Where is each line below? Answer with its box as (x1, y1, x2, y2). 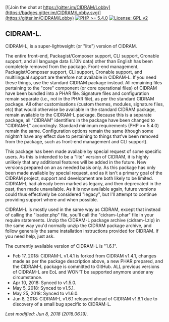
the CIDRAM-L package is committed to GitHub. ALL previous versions (12, 263, 160, 270)
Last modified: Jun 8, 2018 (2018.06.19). (5, 310, 88, 317)
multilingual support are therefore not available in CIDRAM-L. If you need (5, 74, 156, 80)
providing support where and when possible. (5, 196, 98, 202)
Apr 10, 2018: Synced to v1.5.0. (12, 280, 77, 286)
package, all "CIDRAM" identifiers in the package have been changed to (5, 117, 155, 123)
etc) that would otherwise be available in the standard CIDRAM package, (5, 106, 156, 113)
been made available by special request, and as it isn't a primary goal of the (5, 170, 162, 176)
